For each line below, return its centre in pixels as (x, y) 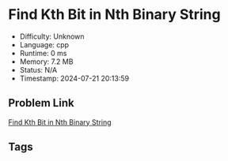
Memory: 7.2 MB (46, 62)
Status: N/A (38, 69)
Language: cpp (44, 44)
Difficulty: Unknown (52, 36)
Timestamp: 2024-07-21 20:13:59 (74, 78)
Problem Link (41, 103)
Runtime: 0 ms (43, 53)
